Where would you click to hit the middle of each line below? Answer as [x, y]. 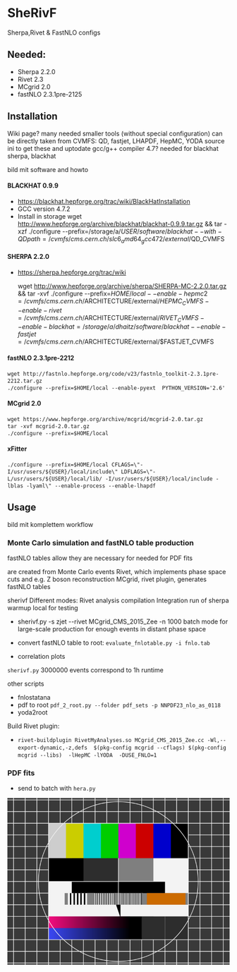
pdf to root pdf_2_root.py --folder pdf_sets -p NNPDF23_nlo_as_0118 [119, 705]
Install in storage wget [50, 216]
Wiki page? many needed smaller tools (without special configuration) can [115, 133]
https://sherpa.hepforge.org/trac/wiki [72, 272]
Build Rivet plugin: [34, 726]
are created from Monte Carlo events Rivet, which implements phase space [117, 572]
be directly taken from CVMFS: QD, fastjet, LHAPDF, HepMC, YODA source [116, 141]
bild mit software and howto [48, 169]
